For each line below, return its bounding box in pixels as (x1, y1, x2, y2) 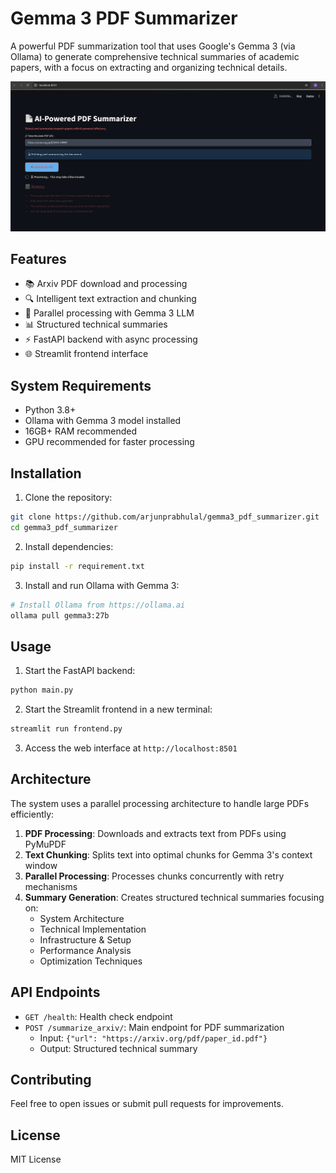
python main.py (10, 685, 74, 696)
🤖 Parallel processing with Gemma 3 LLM (24, 307, 195, 319)
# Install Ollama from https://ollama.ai (10, 600, 186, 610)
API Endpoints (10, 984, 101, 1001)
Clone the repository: (24, 492, 113, 504)
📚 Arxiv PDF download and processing (24, 278, 188, 290)
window (24, 859, 58, 871)
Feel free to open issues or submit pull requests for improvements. (10, 1098, 284, 1110)
